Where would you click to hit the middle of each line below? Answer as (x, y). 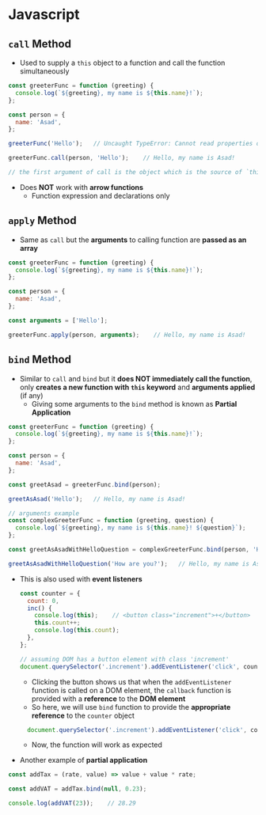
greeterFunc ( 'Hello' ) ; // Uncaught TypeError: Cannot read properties (131, 144)
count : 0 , (43, 601)
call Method (40, 44)
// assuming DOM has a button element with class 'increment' (124, 659)
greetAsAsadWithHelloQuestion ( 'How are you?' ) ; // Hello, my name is (129, 563)
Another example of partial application (84, 760)
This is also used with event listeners (81, 578)
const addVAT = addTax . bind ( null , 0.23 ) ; (78, 789)
